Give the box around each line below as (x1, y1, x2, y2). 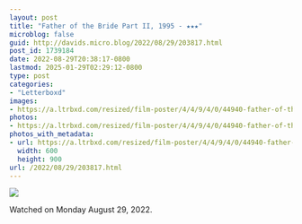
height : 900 (17, 154, 63, 164)
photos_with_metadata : (9, 130, 94, 139)
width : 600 (17, 146, 58, 155)
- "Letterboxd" (9, 88, 67, 97)
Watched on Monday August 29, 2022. (9, 204, 153, 215)
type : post (9, 72, 50, 81)
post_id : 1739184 (9, 47, 75, 56)
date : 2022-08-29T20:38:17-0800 (9, 55, 130, 64)
